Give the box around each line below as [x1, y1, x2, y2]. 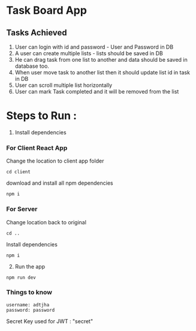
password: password [6, 307, 55, 313]
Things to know [6, 288, 53, 297]
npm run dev [6, 274, 36, 281]
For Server [6, 205, 38, 213]
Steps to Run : [6, 109, 77, 123]
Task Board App [6, 4, 87, 17]
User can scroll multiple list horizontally [14, 82, 113, 89]
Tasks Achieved [6, 28, 67, 38]
